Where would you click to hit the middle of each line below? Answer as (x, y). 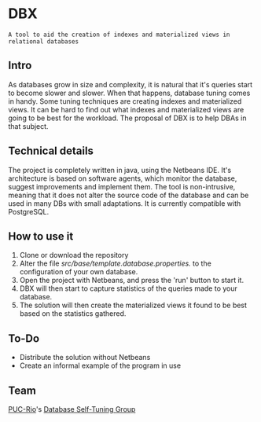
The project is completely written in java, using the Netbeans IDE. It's (120, 170)
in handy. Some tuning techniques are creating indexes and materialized (125, 101)
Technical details (51, 151)
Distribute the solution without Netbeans (85, 358)
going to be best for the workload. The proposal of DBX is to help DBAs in (127, 118)
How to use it (41, 236)
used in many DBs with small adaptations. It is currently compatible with (125, 203)
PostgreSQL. (29, 211)
